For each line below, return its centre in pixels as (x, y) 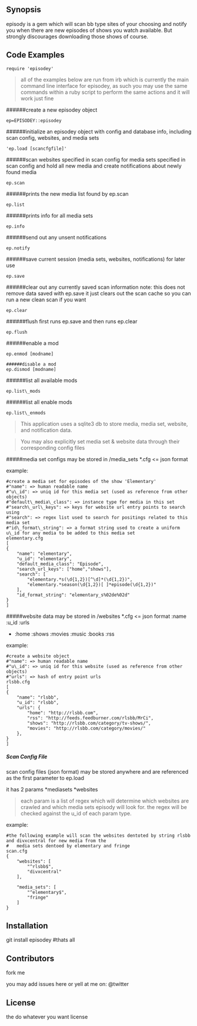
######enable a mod (32, 343)
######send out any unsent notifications (56, 237)
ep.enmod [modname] (30, 354)
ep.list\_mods (24, 391)
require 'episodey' (30, 68)
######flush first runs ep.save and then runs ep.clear (72, 321)
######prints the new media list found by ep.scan (67, 193)
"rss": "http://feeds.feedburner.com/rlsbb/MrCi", (91, 718)
